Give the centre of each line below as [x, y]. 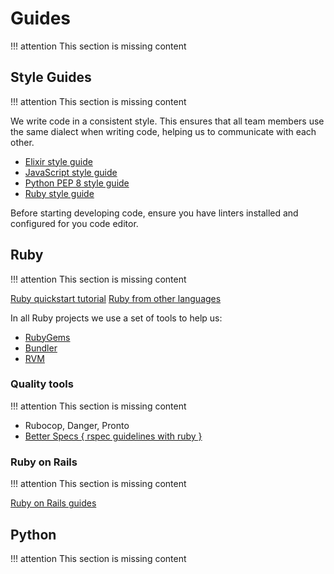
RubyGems [47, 337]
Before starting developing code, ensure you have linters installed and [154, 213]
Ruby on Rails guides [53, 503]
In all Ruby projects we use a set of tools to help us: [116, 318]
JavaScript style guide [71, 172]
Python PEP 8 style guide [77, 183]
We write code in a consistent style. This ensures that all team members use [167, 121]
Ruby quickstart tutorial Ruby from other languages [116, 298]
